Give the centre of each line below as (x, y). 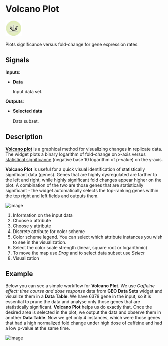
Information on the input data (42, 215)
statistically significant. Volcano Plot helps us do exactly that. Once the (79, 307)
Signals (17, 60)
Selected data (27, 111)
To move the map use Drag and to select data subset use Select (78, 253)
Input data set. (27, 91)
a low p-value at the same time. (38, 328)
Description (24, 137)
